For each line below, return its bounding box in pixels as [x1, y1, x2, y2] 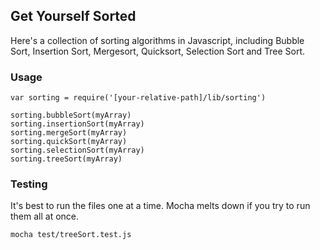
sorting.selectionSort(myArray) [10, 145, 145, 156]
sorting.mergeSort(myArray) [10, 128, 128, 138]
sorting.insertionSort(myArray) [10, 119, 145, 129]
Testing [10, 177, 48, 191]
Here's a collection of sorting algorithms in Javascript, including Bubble [10, 34, 305, 46]
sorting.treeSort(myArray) [10, 154, 123, 164]
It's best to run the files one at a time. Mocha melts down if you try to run [10, 200, 311, 212]
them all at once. [10, 210, 80, 223]
